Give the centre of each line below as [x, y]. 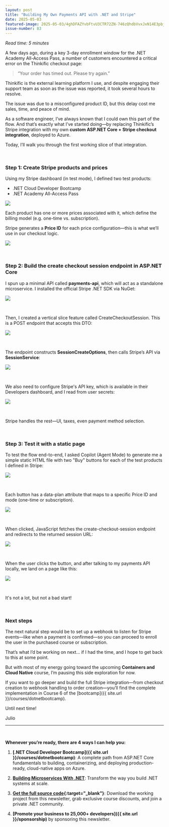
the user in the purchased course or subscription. [57, 643]
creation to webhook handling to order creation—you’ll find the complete [80, 688]
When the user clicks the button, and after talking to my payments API [78, 563]
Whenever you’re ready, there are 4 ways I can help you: [65, 743]
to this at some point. [27, 658]
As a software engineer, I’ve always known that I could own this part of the [82, 119]
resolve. [14, 94]
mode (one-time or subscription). [40, 500]
